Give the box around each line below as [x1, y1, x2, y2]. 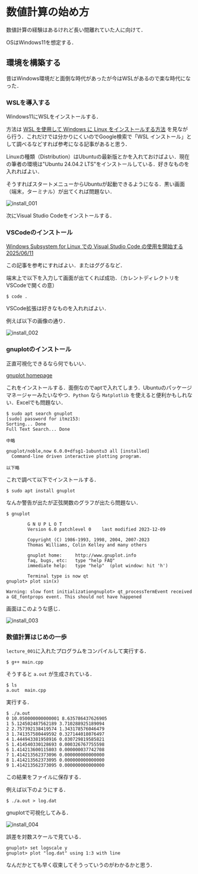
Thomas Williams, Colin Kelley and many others [27, 542, 147, 548]
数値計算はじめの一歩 [6, 633, 67, 641]
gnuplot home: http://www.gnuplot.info [27, 552, 136, 558]
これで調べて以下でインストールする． [6, 476, 100, 483]
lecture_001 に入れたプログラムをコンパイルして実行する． [6, 647, 149, 654]
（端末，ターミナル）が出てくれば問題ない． [6, 188, 116, 195]
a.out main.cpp [6, 687, 46, 693]
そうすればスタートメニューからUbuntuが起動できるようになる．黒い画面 [6, 180, 186, 187]
